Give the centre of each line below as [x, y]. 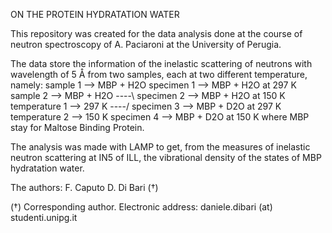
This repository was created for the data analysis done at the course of [156, 33]
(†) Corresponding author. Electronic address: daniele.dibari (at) [141, 207]
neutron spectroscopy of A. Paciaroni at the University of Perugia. [146, 44]
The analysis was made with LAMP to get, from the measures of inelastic [160, 147]
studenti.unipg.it [44, 217]
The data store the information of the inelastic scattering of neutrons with [161, 63]
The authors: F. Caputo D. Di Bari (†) [84, 187]
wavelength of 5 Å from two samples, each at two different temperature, [159, 74]
